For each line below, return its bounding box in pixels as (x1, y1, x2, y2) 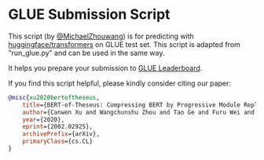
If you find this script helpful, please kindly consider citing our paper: (8, 78, 232, 88)
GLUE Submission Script (8, 5, 170, 24)
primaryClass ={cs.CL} (22, 137, 93, 146)
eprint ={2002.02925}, (22, 123, 93, 131)
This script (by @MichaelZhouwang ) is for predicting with (8, 31, 195, 41)
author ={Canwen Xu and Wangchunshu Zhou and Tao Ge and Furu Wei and (22, 108, 255, 116)
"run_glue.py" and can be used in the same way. (8, 48, 165, 57)
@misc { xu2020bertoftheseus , (8, 93, 101, 101)
